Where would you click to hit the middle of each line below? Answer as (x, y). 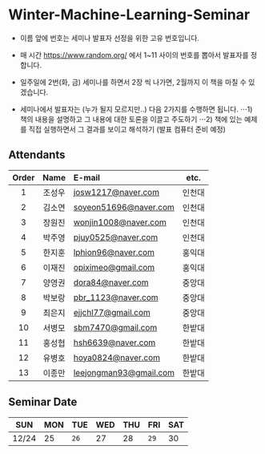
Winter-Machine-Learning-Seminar (129, 15)
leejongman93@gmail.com (124, 372)
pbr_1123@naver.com (116, 297)
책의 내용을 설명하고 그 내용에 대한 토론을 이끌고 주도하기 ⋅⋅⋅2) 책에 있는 (131, 119)
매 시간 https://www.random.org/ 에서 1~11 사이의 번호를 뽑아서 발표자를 (135, 55)
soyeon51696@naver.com (124, 207)
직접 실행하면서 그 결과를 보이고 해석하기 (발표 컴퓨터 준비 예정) (127, 129)
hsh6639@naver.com (114, 343)
